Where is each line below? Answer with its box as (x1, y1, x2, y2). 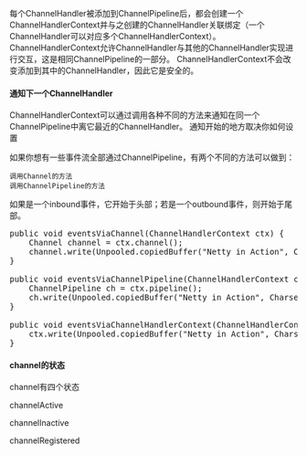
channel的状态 (9, 359, 66, 370)
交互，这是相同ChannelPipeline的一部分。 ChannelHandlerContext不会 (16, 54, 283, 64)
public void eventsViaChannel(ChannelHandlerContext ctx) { (9, 228, 285, 239)
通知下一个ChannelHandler (9, 88, 113, 99)
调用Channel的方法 (9, 172, 73, 181)
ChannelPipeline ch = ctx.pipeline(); (28, 283, 203, 294)
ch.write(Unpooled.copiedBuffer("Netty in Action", (28, 292, 265, 303)
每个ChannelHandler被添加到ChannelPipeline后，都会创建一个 (9, 8, 244, 18)
